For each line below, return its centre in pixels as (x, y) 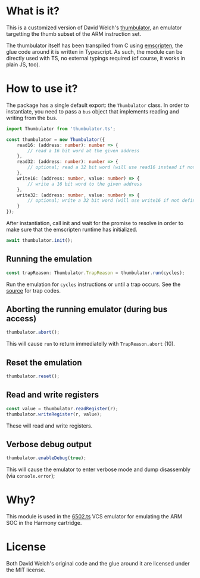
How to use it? (42, 89)
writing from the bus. (32, 118)
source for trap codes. (34, 290)
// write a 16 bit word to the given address (85, 184)
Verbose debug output (49, 444)
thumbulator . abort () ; (33, 333)
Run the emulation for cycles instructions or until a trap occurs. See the (93, 284)
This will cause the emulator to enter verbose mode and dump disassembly (98, 469)
